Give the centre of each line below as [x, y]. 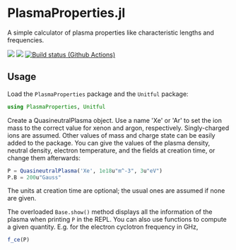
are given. [22, 198]
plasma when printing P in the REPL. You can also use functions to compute [117, 220]
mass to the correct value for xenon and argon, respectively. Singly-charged [118, 128]
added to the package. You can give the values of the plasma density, [109, 143]
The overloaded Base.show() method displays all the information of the [110, 212]
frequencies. [26, 40]
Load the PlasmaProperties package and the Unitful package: [98, 94]
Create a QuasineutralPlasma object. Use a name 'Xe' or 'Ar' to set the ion [115, 120]
